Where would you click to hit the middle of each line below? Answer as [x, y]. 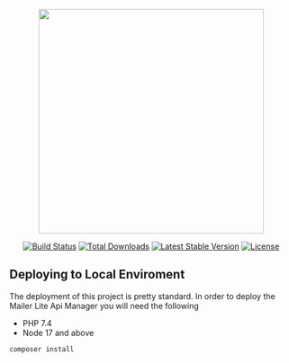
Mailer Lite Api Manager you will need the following [104, 305]
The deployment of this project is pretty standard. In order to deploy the [143, 296]
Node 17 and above [58, 332]
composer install [42, 349]
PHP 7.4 [37, 323]
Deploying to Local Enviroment [97, 274]
